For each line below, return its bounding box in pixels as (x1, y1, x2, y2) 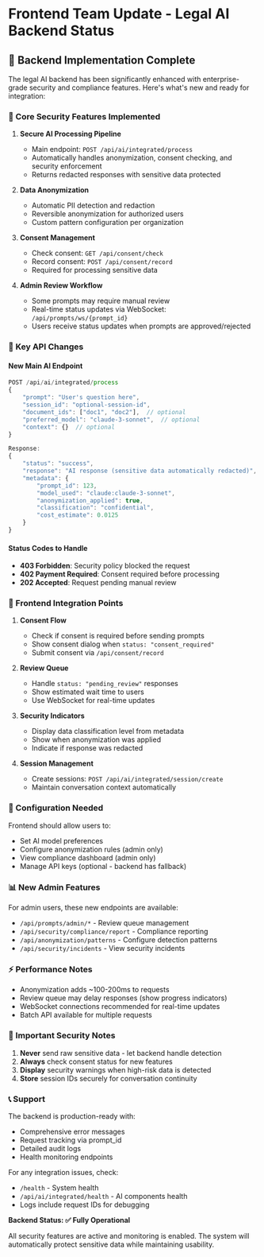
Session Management (19, 758, 94, 768)
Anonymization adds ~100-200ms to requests (19, 985, 170, 995)
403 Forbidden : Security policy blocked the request (19, 561, 190, 571)
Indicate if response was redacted (31, 743, 143, 753)
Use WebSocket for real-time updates (31, 696, 155, 705)
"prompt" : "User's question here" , (22, 394, 140, 402)
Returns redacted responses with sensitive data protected (31, 170, 221, 180)
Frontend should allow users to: (8, 821, 111, 830)
